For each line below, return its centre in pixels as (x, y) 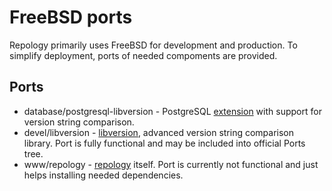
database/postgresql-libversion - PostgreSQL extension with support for (172, 111)
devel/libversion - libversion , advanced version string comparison (159, 132)
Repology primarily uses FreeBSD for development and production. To (153, 45)
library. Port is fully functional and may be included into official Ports (164, 143)
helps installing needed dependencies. (103, 175)
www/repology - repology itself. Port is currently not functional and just (171, 164)
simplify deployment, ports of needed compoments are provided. (143, 55)
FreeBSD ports (71, 17)
